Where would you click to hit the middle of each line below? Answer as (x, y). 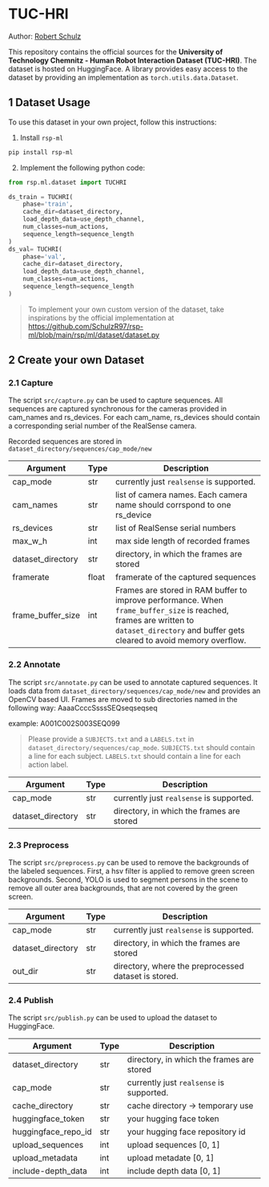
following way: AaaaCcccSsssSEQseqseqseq (83, 708)
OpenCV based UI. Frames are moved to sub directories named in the (123, 699)
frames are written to (155, 621)
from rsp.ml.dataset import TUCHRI (68, 182)
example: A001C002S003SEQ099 (64, 723)
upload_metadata (45, 1158)
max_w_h (30, 541)
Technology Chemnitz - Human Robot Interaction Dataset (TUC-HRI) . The (133, 60)
